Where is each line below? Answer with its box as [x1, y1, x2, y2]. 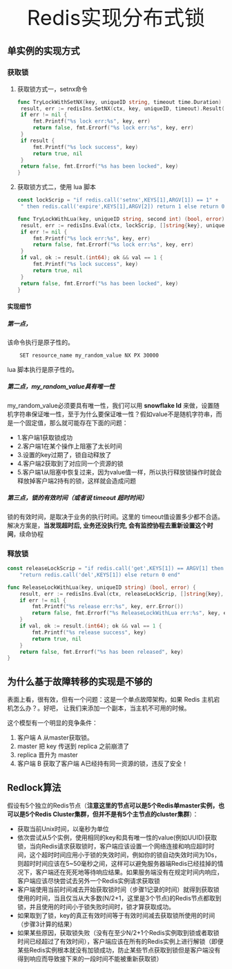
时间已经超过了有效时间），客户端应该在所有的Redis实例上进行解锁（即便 [17, 937, 224, 945]
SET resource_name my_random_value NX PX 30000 [19, 352, 159, 359]
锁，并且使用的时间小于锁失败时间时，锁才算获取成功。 [17, 903, 175, 911]
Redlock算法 [7, 781, 61, 793]
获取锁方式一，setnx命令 [17, 85, 88, 93]
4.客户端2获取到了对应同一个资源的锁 [17, 459, 124, 468]
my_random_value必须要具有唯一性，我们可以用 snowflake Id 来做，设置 [7, 401, 214, 409]
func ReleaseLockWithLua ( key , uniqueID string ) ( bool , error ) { [7, 584, 196, 591]
